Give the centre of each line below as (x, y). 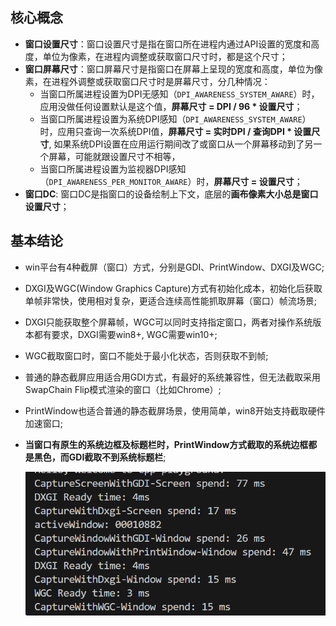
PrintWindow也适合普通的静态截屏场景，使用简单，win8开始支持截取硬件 (175, 410)
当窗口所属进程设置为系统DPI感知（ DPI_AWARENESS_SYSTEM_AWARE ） (175, 119)
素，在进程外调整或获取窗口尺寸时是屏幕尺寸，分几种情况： (147, 81)
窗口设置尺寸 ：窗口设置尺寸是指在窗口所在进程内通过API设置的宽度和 (168, 44)
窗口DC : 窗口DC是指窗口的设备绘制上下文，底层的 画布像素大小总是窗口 (171, 194)
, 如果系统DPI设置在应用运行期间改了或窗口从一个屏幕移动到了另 (181, 144)
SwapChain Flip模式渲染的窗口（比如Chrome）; (123, 389)
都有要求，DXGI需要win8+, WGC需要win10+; (125, 334)
